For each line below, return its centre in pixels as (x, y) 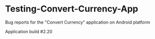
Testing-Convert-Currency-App (72, 9)
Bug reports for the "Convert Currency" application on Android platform (77, 22)
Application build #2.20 (29, 31)
